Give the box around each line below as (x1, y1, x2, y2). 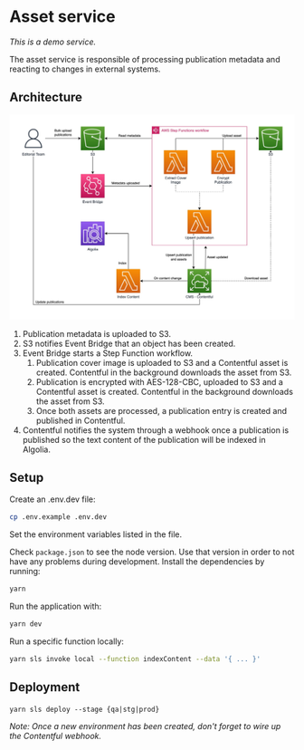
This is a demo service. (9, 36, 97, 47)
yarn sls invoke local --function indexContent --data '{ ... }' (9, 654, 261, 663)
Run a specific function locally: (9, 636, 125, 647)
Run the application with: (9, 601, 102, 612)
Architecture (9, 90, 83, 105)
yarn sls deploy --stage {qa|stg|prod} (9, 705, 160, 714)
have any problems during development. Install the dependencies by (9, 556, 265, 567)
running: (9, 566, 41, 577)
